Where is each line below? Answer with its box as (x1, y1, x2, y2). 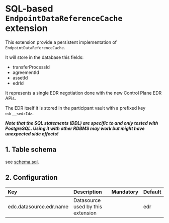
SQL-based (5, 3, 53, 15)
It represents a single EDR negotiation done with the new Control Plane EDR (5, 90, 162, 96)
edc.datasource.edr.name (8, 203, 69, 210)
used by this (73, 203, 103, 210)
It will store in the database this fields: (5, 54, 84, 60)
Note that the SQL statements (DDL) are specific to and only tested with (5, 120, 158, 126)
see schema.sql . (5, 159, 39, 165)
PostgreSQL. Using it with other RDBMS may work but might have (5, 125, 145, 131)
